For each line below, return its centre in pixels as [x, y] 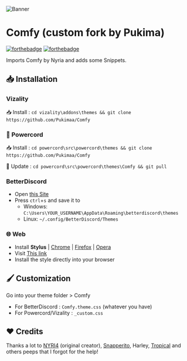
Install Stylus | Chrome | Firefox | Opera [63, 247]
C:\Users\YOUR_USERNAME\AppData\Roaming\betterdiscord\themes [101, 214]
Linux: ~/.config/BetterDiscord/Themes [71, 219]
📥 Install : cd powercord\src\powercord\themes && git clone [79, 147]
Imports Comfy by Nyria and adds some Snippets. [67, 60]
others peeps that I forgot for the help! [52, 352]
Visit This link [30, 253]
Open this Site [32, 194]
